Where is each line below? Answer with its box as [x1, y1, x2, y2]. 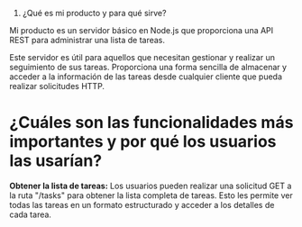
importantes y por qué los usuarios [9, 132, 277, 152]
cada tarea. [9, 209, 52, 220]
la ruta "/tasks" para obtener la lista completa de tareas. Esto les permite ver [9, 189, 293, 201]
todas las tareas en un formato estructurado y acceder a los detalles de [9, 199, 275, 210]
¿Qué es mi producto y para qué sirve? [22, 8, 167, 18]
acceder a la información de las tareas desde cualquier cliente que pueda [9, 71, 282, 82]
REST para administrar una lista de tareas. [9, 35, 165, 45]
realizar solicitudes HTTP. [9, 81, 105, 91]
